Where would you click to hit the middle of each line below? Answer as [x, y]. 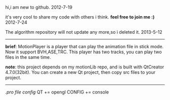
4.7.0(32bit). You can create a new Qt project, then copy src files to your [80, 72]
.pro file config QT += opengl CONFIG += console [57, 92]
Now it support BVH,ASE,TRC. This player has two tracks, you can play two [83, 52]
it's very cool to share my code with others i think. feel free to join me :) [80, 17]
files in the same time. [28, 57]
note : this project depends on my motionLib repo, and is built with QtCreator [85, 67]
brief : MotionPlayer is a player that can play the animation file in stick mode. [84, 46]
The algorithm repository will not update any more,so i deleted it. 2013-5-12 [84, 32]
